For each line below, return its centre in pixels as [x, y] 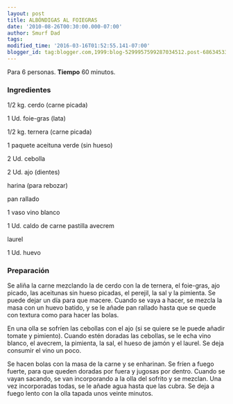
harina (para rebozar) [37, 186]
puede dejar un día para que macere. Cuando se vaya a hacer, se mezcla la [115, 300]
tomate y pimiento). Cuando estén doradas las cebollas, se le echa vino [109, 336]
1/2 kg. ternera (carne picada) [50, 132]
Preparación [28, 271]
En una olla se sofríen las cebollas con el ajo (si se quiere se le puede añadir [116, 328]
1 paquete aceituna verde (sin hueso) [60, 146]
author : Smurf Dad [34, 33]
